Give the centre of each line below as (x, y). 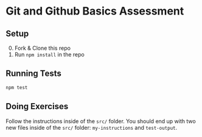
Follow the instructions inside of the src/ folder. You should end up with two (101, 121)
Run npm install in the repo (49, 55)
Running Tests (33, 74)
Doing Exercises (37, 106)
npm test (17, 87)
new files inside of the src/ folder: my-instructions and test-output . (92, 127)
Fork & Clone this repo (43, 48)
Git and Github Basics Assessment (95, 11)
